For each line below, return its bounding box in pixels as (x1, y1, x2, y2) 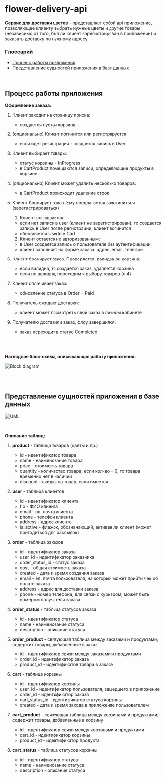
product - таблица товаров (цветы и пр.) (12, 442, 98, 448)
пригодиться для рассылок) (19, 529, 79, 535)
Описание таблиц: (5, 432, 46, 439)
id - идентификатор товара (19, 452, 77, 458)
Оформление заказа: (5, 102, 52, 108)
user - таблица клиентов (12, 488, 64, 494)
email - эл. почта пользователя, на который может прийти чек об (19, 575, 158, 581)
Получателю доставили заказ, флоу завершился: (12, 319, 116, 325)
